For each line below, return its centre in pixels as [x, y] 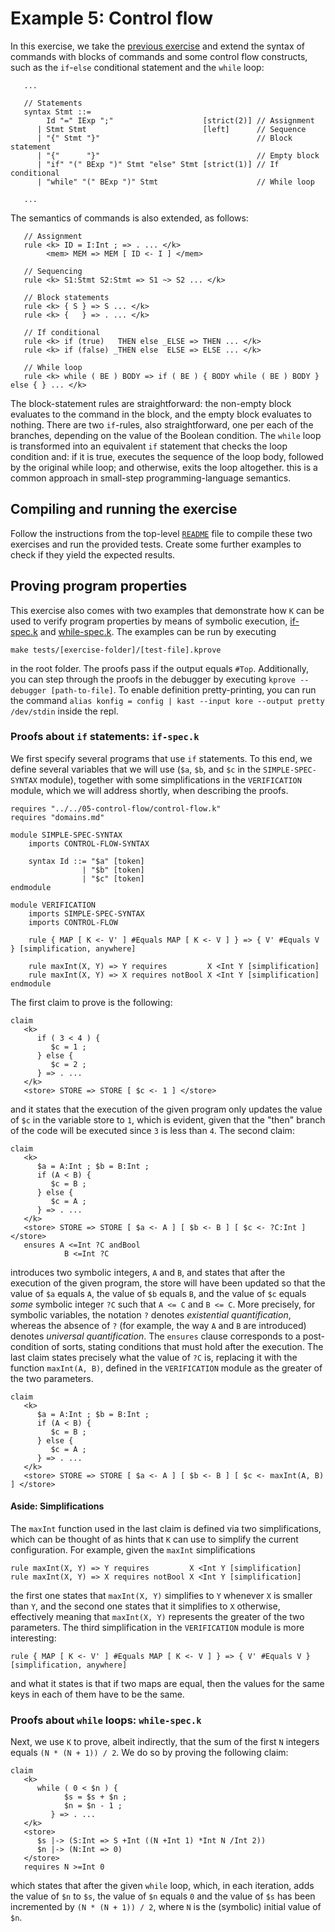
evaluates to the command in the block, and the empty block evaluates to [161, 414]
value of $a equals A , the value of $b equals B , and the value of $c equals [158, 1293]
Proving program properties [99, 586]
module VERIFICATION [53, 905]
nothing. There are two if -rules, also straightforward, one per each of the [162, 424]
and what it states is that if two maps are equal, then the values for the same [167, 1684]
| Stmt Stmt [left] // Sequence [171, 129]
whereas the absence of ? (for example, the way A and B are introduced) [158, 1325]
